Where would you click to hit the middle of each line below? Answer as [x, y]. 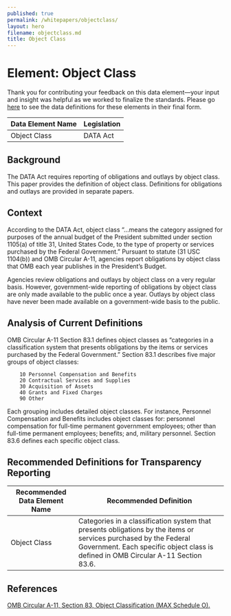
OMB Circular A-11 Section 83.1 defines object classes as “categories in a [110, 340]
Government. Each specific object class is [146, 547]
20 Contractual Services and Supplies [75, 380]
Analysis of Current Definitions [75, 324]
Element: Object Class [71, 73]
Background [34, 160]
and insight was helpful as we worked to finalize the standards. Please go [111, 100]
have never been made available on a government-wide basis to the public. [113, 301]
